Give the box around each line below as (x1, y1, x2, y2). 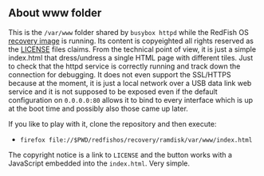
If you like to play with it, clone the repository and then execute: (8, 119, 217, 128)
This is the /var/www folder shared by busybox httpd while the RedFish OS (8, 27, 249, 37)
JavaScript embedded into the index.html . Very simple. (8, 158, 190, 168)
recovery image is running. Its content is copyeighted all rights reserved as (8, 36, 254, 45)
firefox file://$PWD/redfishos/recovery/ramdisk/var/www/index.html (19, 135, 253, 144)
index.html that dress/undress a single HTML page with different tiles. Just (8, 53, 254, 62)
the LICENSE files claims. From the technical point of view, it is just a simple (8, 44, 257, 54)
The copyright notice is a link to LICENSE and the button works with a (8, 150, 233, 159)
